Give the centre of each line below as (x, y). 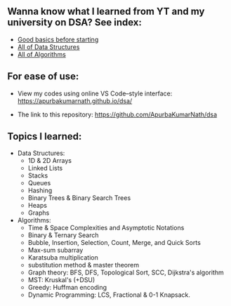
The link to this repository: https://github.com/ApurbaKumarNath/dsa (117, 114)
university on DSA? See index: (74, 23)
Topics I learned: (45, 137)
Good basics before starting (58, 39)
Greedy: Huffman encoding (67, 288)
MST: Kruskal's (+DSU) (61, 280)
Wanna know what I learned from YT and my (106, 12)
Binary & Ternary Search (64, 235)
